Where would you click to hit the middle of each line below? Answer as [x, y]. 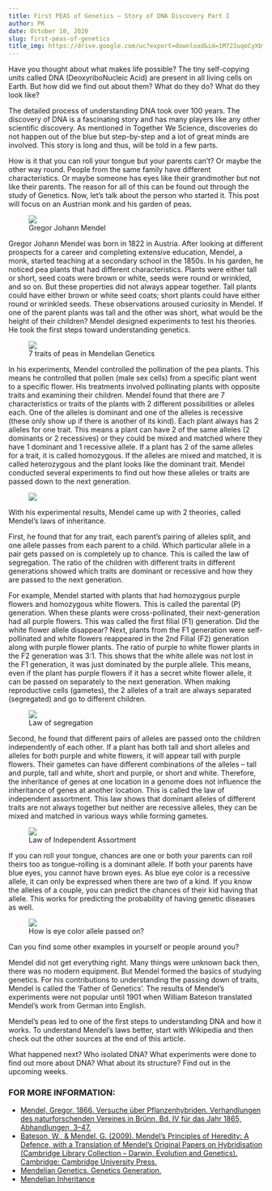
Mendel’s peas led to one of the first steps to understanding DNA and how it [135, 1021]
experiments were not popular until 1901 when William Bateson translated [130, 997]
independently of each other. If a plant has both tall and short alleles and [129, 747]
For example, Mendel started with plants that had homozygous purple [124, 595]
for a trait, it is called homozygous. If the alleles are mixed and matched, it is [135, 456]
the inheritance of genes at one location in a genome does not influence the [135, 782]
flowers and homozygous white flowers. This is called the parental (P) [125, 604]
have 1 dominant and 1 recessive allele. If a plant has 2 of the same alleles [131, 447]
